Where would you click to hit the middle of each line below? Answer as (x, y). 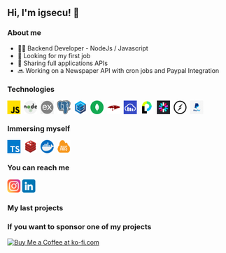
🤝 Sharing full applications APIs (63, 63)
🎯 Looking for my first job (54, 55)
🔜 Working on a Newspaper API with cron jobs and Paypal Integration (118, 70)
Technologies (31, 89)
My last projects (35, 208)
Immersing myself (39, 128)
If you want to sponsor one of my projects (79, 227)
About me (24, 33)
